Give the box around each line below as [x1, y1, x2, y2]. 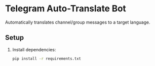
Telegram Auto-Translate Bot [5, 3, 126, 14]
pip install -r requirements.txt [12, 56, 81, 61]
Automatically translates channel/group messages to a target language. [5, 19, 151, 25]
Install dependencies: [12, 46, 56, 52]
